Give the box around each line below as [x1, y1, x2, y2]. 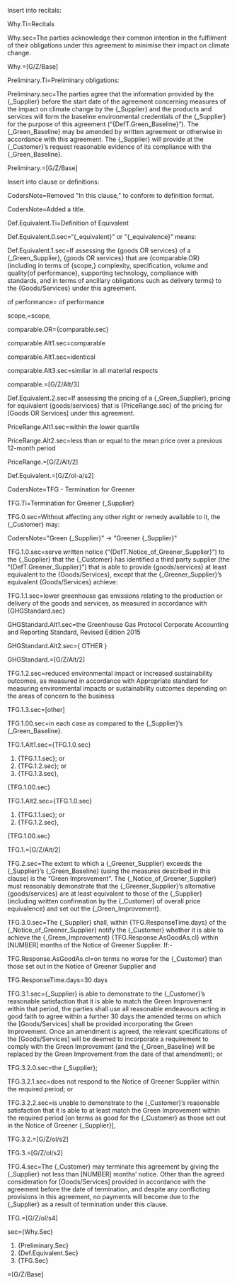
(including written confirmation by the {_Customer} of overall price [7, 897, 201, 905]
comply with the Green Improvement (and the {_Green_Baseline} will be [7, 1042, 216, 1050]
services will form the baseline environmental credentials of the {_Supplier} [7, 113, 226, 121]
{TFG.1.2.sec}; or [17, 762, 67, 770]
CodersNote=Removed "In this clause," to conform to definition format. [7, 191, 214, 199]
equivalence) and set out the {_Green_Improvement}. [7, 904, 161, 913]
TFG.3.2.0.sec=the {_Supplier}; [7, 1064, 98, 1072]
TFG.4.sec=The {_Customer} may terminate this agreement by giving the [7, 1162, 219, 1171]
